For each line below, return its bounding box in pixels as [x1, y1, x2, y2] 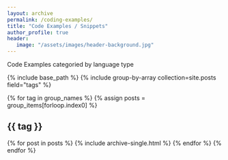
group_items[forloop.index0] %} [7, 101, 98, 109]
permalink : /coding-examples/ [7, 16, 94, 23]
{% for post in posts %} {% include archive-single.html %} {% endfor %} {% [7, 139, 222, 147]
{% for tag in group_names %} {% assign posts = [7, 94, 145, 102]
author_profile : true [7, 29, 69, 36]
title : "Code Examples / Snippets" [7, 22, 109, 29]
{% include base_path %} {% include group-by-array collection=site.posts [7, 74, 216, 82]
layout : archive [7, 10, 53, 17]
